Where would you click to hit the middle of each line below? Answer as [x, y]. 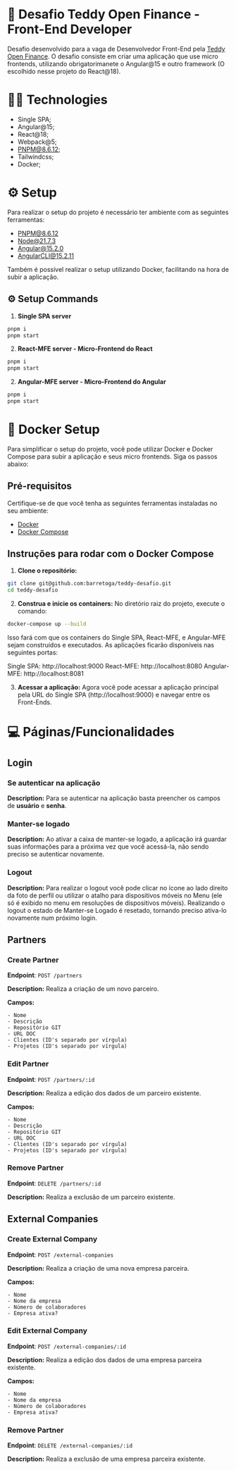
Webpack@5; [37, 142]
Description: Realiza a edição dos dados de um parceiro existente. [104, 1093]
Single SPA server [44, 316]
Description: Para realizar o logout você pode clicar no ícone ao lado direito [118, 887]
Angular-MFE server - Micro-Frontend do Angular [92, 382]
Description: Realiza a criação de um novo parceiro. [83, 989]
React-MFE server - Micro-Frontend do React [85, 349]
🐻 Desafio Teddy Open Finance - [104, 14]
